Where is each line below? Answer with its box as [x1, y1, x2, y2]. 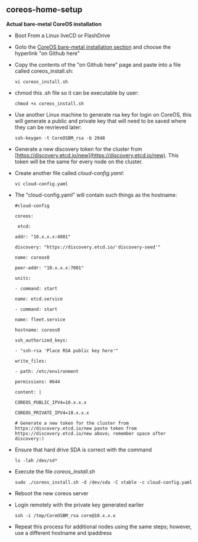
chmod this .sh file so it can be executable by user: [14, 89, 139, 96]
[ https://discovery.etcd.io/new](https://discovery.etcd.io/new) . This [14, 151, 179, 159]
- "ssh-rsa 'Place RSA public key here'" [14, 347, 118, 354]
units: [14, 275, 31, 281]
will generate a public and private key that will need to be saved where [14, 117, 187, 124]
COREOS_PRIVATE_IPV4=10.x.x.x [14, 409, 90, 416]
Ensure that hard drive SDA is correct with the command [14, 446, 152, 453]
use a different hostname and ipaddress [14, 529, 112, 536]
